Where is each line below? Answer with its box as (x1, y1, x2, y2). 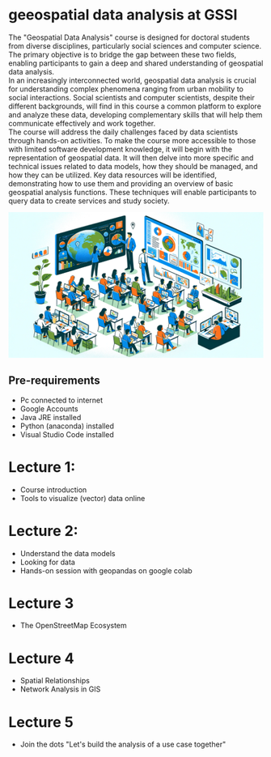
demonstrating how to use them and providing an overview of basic (8, 178, 234, 188)
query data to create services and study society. (8, 196, 170, 206)
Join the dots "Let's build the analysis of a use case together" (19, 739, 227, 750)
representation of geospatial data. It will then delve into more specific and (8, 152, 254, 163)
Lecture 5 (8, 712, 74, 731)
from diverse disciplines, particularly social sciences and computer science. (8, 40, 261, 50)
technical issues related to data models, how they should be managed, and (8, 161, 258, 171)
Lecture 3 (8, 593, 74, 612)
